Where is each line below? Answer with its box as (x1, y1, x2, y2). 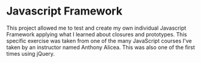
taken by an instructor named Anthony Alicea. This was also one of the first (6, 44, 196, 51)
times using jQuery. (6, 50, 55, 57)
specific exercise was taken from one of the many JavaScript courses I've (6, 37, 192, 44)
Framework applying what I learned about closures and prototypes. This (6, 30, 188, 38)
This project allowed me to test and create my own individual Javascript (6, 24, 187, 31)
